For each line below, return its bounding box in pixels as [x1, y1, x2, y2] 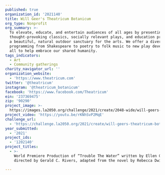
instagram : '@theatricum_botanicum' [5, 85, 80, 90]
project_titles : [5, 145, 38, 149]
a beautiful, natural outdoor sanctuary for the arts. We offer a [9, 39, 148, 44]
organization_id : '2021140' [5, 12, 63, 17]
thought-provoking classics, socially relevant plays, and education [9, 35, 155, 40]
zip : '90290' [5, 99, 32, 104]
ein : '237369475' [5, 94, 41, 99]
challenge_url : [5, 117, 36, 122]
